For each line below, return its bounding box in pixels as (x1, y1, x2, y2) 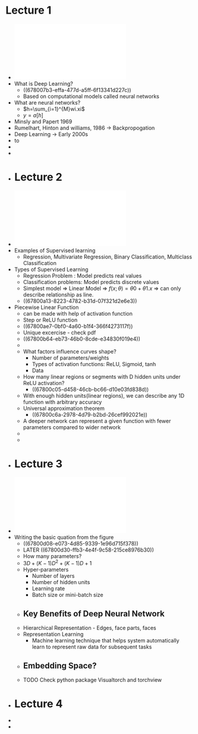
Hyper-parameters (23, 566, 69, 574)
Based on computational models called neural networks (23, 93, 160, 100)
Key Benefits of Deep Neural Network (23, 609, 165, 619)
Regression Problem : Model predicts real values (23, 272, 142, 279)
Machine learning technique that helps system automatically (32, 637, 180, 644)
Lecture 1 (5, 4, 52, 17)
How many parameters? (23, 552, 82, 559)
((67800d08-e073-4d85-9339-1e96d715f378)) (23, 540, 139, 547)
